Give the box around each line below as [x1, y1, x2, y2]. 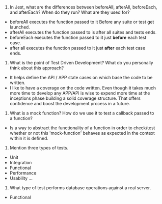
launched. [9, 24, 30, 30]
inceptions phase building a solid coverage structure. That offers [9, 95, 141, 101]
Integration [9, 160, 32, 165]
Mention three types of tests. [9, 145, 69, 150]
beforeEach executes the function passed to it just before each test [9, 34, 147, 40]
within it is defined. [9, 135, 49, 141]
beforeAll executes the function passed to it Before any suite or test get [9, 19, 154, 25]
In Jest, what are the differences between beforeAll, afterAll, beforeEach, [9, 4, 157, 10]
